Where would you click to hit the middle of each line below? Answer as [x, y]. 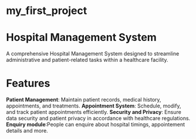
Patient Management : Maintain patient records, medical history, [84, 100]
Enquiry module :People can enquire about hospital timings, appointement [96, 124]
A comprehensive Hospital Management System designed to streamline [93, 54]
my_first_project [47, 11]
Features [28, 84]
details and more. [27, 131]
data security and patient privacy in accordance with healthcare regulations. [98, 119]
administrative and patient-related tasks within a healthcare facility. [87, 60]
